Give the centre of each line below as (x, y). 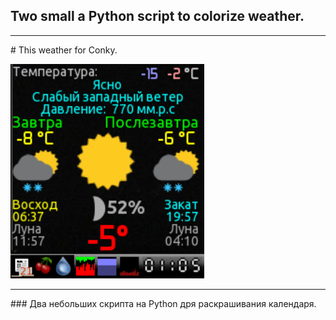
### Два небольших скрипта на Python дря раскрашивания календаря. (163, 303)
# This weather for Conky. (64, 50)
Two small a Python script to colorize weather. (157, 16)
